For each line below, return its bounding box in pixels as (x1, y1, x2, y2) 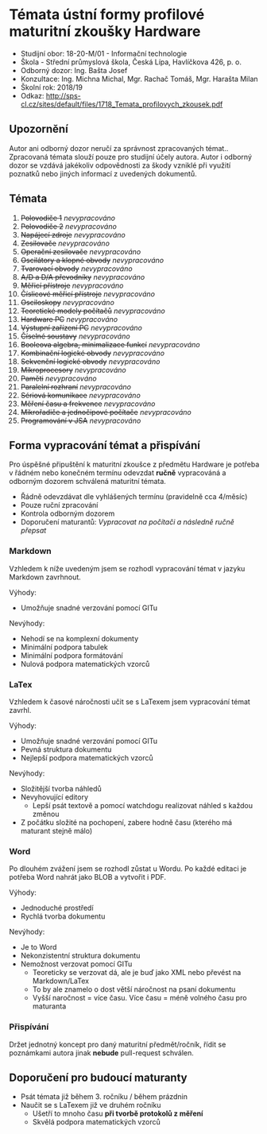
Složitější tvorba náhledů (20, 784, 102, 793)
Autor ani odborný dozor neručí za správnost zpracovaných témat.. (9, 143, 229, 153)
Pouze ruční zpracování (20, 501, 99, 510)
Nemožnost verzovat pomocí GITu (20, 959, 133, 969)
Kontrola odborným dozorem (20, 509, 115, 518)
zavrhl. (9, 705, 32, 714)
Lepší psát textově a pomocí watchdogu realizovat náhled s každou (32, 800, 253, 810)
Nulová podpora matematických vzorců (20, 659, 150, 668)
